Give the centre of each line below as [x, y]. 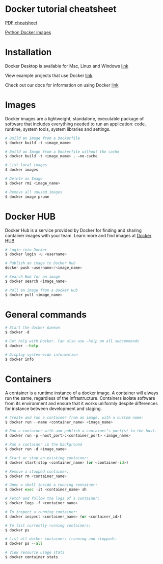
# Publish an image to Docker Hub [41, 263]
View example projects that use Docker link [49, 75]
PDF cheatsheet [21, 23]
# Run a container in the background [44, 445]
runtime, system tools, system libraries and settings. [58, 129]
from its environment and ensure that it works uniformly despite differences [81, 403]
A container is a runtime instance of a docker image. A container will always [82, 393]
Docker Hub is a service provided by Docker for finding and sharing [73, 230]
